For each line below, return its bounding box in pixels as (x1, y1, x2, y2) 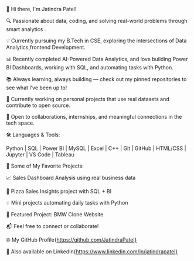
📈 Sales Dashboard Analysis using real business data (6, 174, 136, 181)
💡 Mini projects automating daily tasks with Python (6, 199, 128, 206)
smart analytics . (6, 26, 46, 32)
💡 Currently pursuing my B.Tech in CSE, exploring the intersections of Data (6, 37, 187, 44)
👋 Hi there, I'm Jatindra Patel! (6, 6, 77, 12)
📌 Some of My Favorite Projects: (6, 162, 84, 169)
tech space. (6, 119, 35, 126)
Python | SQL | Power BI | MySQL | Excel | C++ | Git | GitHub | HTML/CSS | (6, 145, 186, 152)
